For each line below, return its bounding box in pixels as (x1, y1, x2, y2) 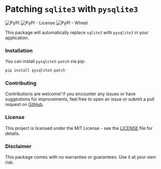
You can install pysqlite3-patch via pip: (5, 58, 86, 64)
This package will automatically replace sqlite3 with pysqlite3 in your (5, 29, 149, 35)
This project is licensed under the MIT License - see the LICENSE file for (5, 125, 153, 131)
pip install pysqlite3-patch (5, 68, 65, 73)
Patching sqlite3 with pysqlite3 (5, 3, 138, 15)
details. (5, 130, 20, 136)
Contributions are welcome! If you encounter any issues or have (5, 91, 136, 97)
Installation (5, 47, 33, 54)
